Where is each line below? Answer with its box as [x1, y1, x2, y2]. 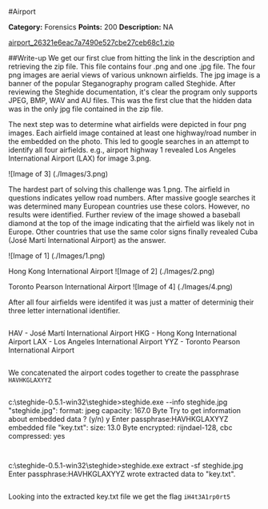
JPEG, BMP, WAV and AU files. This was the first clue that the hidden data [8, 96, 252, 105]
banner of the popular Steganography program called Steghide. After [8, 79, 236, 88]
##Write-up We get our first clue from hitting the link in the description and [8, 54, 255, 62]
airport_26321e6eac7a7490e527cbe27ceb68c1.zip [8, 38, 174, 47]
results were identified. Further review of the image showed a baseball [8, 210, 241, 219]
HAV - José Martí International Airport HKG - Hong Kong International [8, 328, 238, 338]
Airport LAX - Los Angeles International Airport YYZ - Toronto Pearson [8, 337, 241, 346]
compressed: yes [8, 431, 66, 440]
